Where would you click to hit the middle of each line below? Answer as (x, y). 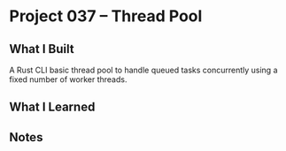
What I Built (42, 49)
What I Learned (52, 107)
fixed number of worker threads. (68, 79)
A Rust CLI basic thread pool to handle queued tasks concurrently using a (143, 70)
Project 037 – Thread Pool (106, 16)
